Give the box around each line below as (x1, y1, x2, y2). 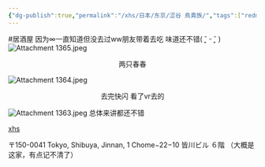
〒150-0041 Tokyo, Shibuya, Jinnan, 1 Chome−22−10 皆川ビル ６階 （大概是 (8, 139, 255, 150)
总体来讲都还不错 (89, 108, 145, 117)
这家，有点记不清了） (8, 150, 77, 159)
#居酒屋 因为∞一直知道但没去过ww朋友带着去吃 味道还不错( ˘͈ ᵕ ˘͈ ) (8, 34, 222, 43)
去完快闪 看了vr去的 (100, 91, 165, 101)
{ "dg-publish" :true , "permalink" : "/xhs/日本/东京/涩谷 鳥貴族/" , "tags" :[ (8, 11, 242, 20)
